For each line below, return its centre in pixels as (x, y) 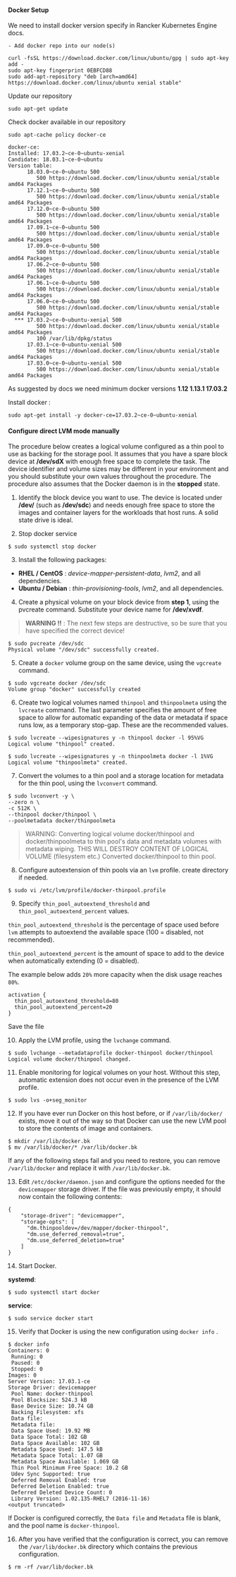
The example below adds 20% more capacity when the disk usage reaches (115, 975)
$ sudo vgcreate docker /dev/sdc (57, 683)
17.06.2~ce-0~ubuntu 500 (63, 264)
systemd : (22, 1279)
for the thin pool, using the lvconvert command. (88, 784)
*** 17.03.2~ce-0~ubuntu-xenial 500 (68, 320)
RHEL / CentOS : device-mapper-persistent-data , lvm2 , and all (110, 573)
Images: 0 (23, 1375)
